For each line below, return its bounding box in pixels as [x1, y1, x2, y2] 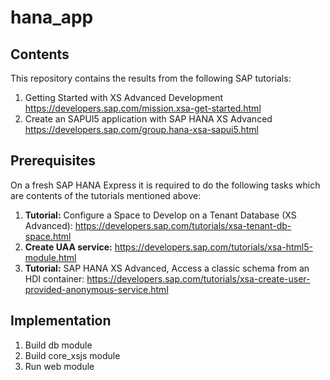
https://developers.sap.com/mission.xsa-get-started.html [24, 102, 262, 114]
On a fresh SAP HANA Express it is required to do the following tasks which [10, 179, 321, 191]
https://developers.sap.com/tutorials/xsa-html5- [114, 241, 313, 253]
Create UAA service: [24, 241, 113, 253]
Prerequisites [10, 152, 96, 170]
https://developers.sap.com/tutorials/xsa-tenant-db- [74, 219, 292, 231]
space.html [24, 230, 72, 242]
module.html [24, 251, 77, 263]
